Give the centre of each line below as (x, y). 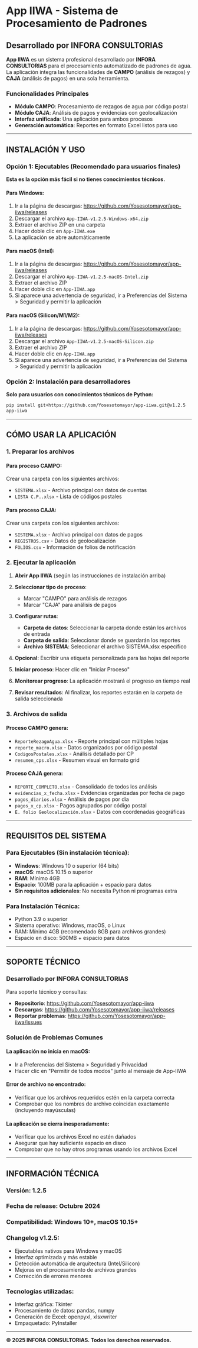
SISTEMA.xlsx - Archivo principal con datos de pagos (79, 535)
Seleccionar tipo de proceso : (51, 587)
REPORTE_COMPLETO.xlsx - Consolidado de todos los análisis (86, 786)
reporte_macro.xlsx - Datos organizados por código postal (86, 747)
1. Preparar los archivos (40, 451)
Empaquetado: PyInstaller (46, 1323)
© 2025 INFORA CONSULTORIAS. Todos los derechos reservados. (89, 1340)
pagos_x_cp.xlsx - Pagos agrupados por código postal (81, 805)
